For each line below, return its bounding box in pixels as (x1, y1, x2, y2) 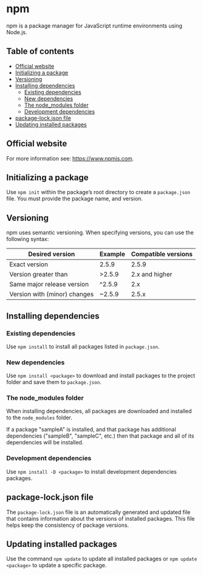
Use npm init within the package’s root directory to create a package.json (6, 189, 190, 196)
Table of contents (6, 46, 74, 57)
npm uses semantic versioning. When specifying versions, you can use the (6, 229, 194, 236)
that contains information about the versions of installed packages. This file (6, 515, 195, 522)
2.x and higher (131, 270, 173, 279)
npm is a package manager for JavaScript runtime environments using (6, 22, 182, 29)
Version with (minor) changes (9, 290, 94, 298)
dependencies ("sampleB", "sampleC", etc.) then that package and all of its (6, 432, 194, 439)
